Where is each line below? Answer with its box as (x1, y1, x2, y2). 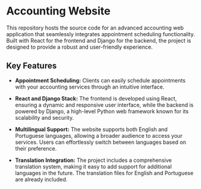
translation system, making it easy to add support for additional (14, 163, 172, 170)
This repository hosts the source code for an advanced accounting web (6, 24, 184, 31)
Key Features (6, 61, 57, 71)
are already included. (14, 176, 68, 183)
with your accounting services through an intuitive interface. (14, 83, 165, 90)
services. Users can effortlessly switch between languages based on (14, 138, 187, 146)
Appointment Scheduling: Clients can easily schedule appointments (14, 76, 186, 84)
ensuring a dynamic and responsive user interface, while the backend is (14, 101, 194, 108)
